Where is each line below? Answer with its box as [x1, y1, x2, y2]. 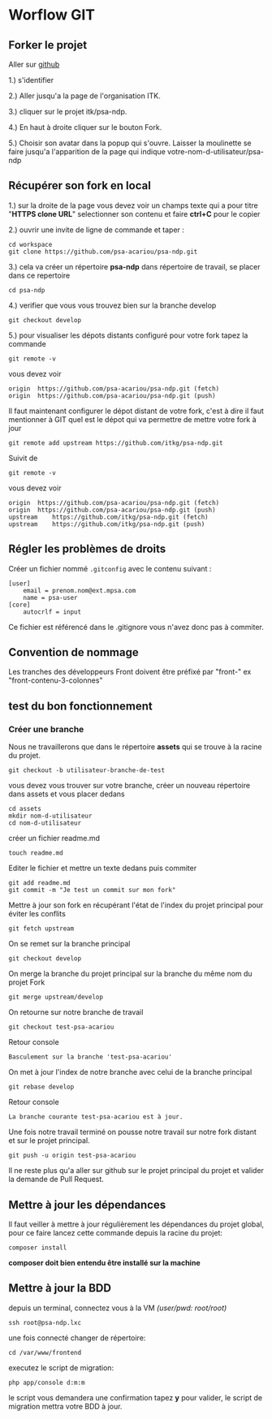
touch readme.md [8, 849, 63, 857]
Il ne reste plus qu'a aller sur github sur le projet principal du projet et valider [8, 1166, 264, 1175]
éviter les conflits [8, 909, 67, 919]
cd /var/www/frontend [8, 1348, 82, 1356]
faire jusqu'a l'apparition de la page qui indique [8, 147, 166, 156]
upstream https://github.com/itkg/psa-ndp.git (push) [8, 520, 205, 528]
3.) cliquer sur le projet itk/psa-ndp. [8, 107, 127, 116]
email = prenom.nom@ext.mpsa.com [23, 586, 136, 594]
